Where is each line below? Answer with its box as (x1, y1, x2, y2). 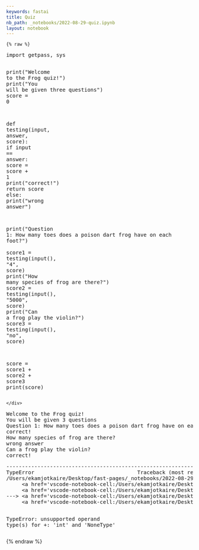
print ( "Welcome (6, 69, 50, 76)
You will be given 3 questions (6, 417, 97, 423)
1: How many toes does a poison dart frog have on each (6, 231, 172, 239)
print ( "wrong (6, 198, 44, 204)
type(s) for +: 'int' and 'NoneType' (6, 522, 116, 529)
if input (6, 144, 31, 151)
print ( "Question (6, 226, 53, 233)
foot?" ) (6, 237, 28, 245)
